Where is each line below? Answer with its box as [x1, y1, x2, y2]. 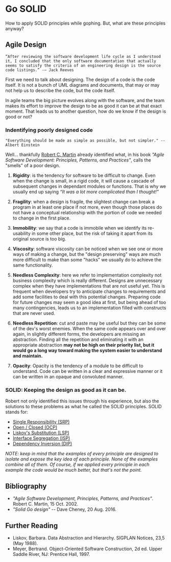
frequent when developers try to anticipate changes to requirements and [12, 288, 166, 295]
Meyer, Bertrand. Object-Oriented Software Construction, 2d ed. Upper [12, 546, 162, 552]
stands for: [5, 409, 28, 415]
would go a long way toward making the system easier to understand [12, 347, 162, 354]
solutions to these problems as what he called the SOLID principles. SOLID [5, 404, 162, 410]
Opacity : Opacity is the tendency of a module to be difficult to [12, 363, 144, 369]
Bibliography [5, 481, 47, 490]
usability [12, 230, 31, 236]
